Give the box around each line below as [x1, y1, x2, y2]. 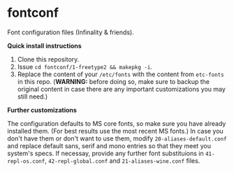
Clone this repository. [17, 55, 80, 64]
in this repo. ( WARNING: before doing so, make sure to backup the [17, 77, 210, 85]
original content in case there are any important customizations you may [17, 85, 226, 93]
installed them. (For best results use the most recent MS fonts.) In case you [7, 127, 224, 135]
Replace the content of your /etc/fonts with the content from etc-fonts [17, 70, 225, 78]
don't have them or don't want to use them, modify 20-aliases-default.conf [7, 134, 227, 143]
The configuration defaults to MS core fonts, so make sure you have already [7, 119, 226, 127]
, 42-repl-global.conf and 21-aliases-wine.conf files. [44, 156, 200, 165]
